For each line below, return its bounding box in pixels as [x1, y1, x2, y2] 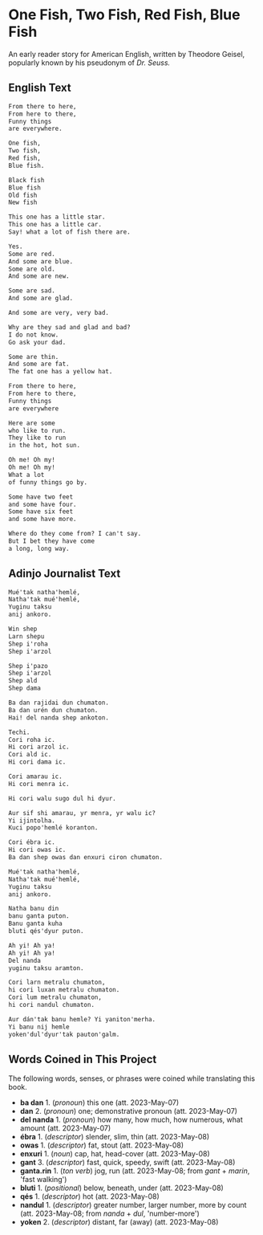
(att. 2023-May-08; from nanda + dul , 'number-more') [19, 1209, 200, 1218]
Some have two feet [8, 492, 74, 501]
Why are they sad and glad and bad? [8, 323, 131, 331]
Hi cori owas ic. [8, 846, 67, 854]
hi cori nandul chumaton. [8, 1001, 95, 1009]
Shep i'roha [8, 640, 48, 648]
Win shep [8, 625, 38, 634]
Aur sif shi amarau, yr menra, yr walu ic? [8, 809, 156, 817]
